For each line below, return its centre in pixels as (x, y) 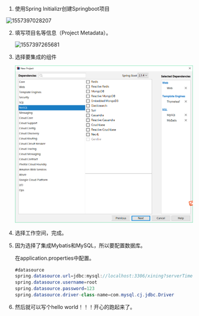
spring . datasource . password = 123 (54, 289)
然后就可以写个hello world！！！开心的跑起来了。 (75, 307)
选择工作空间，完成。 (41, 232)
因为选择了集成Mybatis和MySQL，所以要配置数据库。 (80, 245)
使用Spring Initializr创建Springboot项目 (62, 9)
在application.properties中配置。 (54, 258)
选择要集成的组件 (36, 57)
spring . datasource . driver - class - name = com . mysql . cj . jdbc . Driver (94, 295)
